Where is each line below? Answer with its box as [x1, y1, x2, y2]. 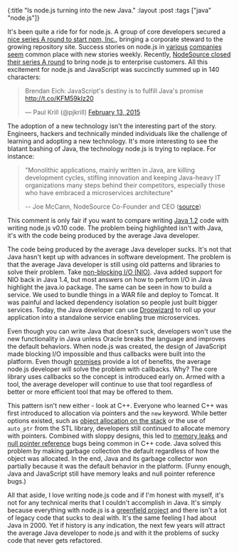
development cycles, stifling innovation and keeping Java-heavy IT [24, 174, 221, 182]
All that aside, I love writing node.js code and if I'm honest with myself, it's [7, 491, 224, 499]
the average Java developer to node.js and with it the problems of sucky [7, 528, 219, 537]
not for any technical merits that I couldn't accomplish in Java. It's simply [7, 499, 222, 506]
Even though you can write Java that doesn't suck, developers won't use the [7, 327, 232, 335]
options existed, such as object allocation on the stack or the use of [7, 417, 206, 425]
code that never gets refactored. [7, 536, 102, 544]
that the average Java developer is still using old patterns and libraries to [7, 260, 221, 269]
